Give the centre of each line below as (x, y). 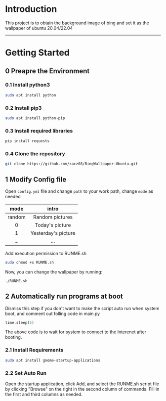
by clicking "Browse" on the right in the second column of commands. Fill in (82, 389)
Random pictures (53, 217)
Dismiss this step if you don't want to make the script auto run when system (82, 308)
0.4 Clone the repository (35, 153)
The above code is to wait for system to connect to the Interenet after (76, 332)
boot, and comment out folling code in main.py (53, 313)
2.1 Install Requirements (34, 350)
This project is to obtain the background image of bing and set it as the (77, 23)
